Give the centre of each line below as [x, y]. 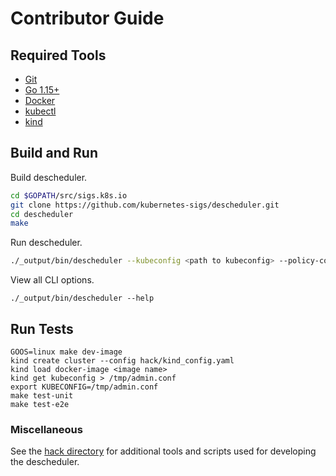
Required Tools [58, 55]
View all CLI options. [52, 280]
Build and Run [54, 153]
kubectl [40, 111]
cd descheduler [42, 214]
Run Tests [42, 328]
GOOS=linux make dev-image [66, 352]
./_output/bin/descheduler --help [82, 298]
